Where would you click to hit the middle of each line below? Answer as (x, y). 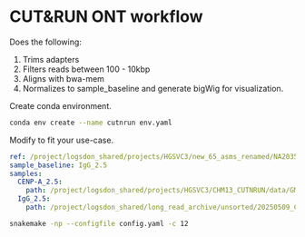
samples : (26, 173)
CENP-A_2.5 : (40, 182)
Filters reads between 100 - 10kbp (86, 69)
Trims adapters (51, 59)
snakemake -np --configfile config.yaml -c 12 (99, 223)
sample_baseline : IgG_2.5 (58, 165)
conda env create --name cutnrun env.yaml (91, 123)
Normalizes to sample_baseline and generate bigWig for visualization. (153, 88)
